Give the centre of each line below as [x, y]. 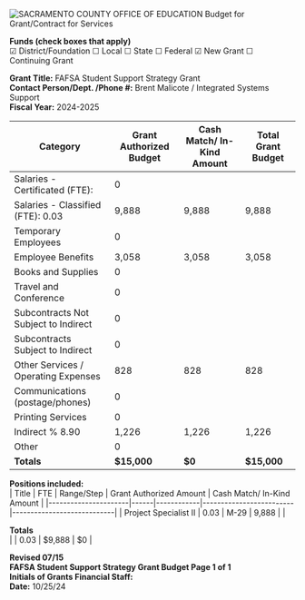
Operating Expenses [58, 376]
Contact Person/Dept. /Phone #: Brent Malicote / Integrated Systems [139, 88]
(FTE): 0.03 [39, 216]
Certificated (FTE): [54, 190]
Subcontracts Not [51, 313]
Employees [38, 242]
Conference [39, 298]
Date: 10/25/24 [38, 586]
